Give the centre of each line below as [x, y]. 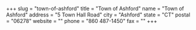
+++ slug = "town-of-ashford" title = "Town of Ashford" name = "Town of [95, 9]
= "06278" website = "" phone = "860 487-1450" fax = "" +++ [82, 21]
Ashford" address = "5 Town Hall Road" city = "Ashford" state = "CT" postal [98, 15]
